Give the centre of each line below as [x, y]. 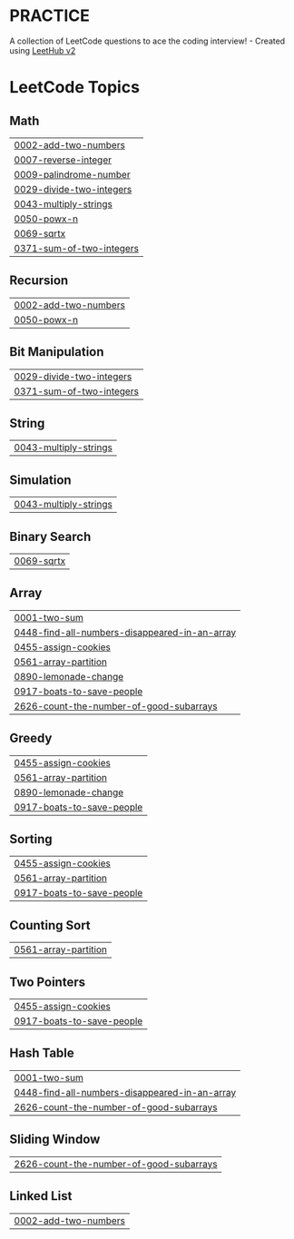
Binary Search [50, 536]
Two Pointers [48, 982]
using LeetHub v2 [43, 50]
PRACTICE [50, 16]
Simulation [40, 480]
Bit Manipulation [57, 352]
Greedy [31, 738]
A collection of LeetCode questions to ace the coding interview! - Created [147, 41]
